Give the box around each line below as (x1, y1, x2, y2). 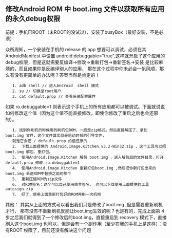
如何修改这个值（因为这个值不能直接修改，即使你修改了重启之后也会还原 (5, 110, 158, 116)
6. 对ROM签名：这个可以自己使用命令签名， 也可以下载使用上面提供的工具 (12, 182, 149, 187)
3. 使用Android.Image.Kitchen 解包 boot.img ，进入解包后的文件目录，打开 (12, 155, 164, 160)
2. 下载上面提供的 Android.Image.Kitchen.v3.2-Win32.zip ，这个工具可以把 (12, 144, 166, 149)
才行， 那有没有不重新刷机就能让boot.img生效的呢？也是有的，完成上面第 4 (5, 208, 165, 214)
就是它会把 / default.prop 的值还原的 (12, 138, 87, 143)
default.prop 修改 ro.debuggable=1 (5, 160, 80, 165)
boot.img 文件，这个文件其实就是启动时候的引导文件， (5, 133, 107, 138)
